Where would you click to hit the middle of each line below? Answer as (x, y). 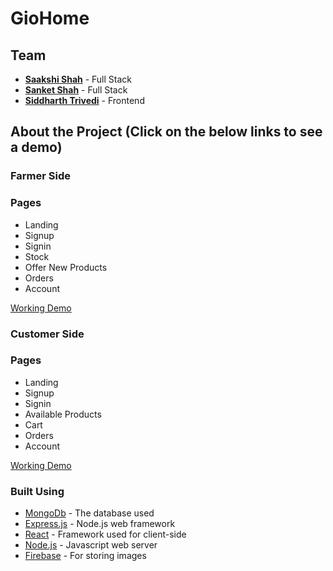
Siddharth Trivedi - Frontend (84, 100)
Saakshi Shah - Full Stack (78, 79)
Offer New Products (66, 267)
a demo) (36, 147)
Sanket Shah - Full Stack (76, 90)
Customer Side (47, 334)
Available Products (63, 414)
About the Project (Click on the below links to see (166, 132)
